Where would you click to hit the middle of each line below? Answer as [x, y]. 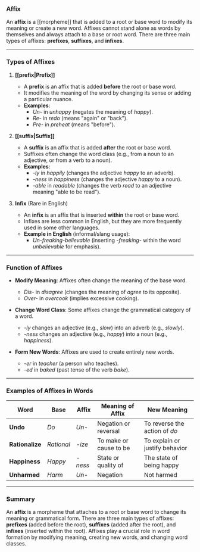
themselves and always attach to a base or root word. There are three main [98, 35]
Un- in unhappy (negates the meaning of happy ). [93, 111]
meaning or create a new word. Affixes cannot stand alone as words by [93, 28]
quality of [110, 465]
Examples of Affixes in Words [50, 391]
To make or [113, 441]
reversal [109, 431]
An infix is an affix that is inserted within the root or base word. [101, 215]
